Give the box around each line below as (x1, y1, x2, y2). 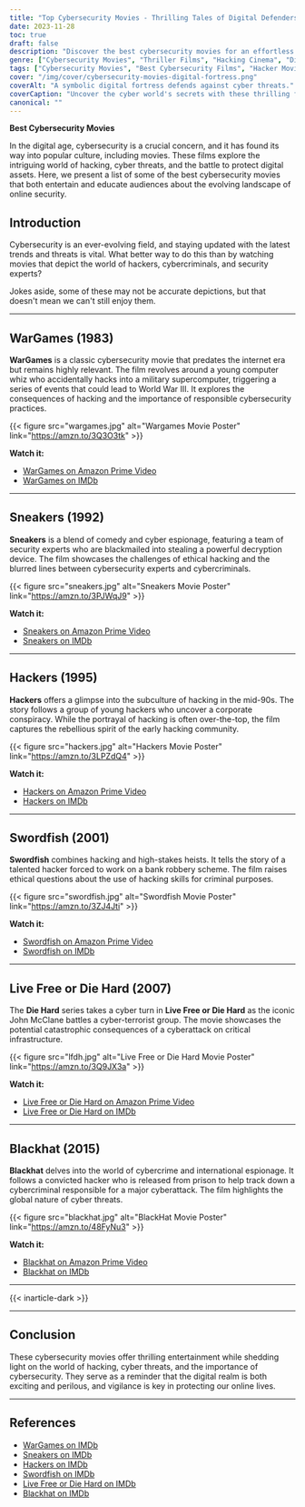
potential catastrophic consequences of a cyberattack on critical (9, 1024, 251, 1035)
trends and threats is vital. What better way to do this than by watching (9, 249, 274, 260)
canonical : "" (9, 97, 64, 107)
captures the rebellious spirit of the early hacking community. (9, 723, 240, 734)
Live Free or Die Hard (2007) (9, 980, 172, 996)
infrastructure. (9, 1034, 64, 1045)
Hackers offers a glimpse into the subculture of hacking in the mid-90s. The (9, 694, 295, 705)
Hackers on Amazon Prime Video (22, 786, 147, 797)
